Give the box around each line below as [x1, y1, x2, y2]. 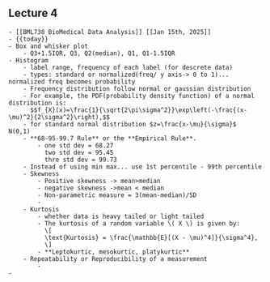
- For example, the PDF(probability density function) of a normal [23, 92, 255, 100]
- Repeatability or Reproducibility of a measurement [23, 254, 208, 263]
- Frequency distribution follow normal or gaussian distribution [23, 84, 251, 92]
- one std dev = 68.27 [37, 141, 114, 149]
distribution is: [8, 99, 67, 107]
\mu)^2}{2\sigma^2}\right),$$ [8, 113, 111, 121]
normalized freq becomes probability [8, 77, 136, 86]
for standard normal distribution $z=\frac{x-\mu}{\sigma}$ [29, 120, 237, 128]
